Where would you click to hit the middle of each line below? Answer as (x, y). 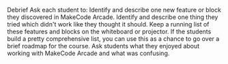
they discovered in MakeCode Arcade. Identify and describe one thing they (113, 17)
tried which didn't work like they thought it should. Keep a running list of (108, 24)
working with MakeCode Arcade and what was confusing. (88, 53)
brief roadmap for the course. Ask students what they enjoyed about (103, 46)
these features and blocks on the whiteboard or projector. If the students (109, 31)
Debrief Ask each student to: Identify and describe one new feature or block (114, 10)
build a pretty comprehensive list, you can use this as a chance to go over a (113, 39)
